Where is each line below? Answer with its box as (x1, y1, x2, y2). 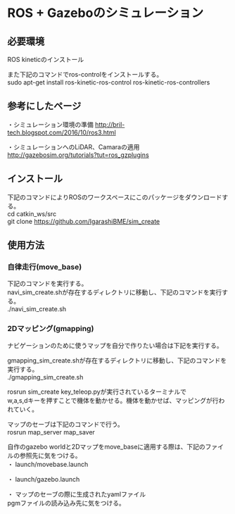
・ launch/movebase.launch (7, 460, 89, 468)
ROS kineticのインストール (7, 56, 84, 63)
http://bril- (94, 120, 125, 129)
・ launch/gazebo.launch (7, 475, 80, 483)
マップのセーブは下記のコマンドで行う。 (7, 420, 125, 428)
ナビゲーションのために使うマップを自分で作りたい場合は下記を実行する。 (7, 341, 223, 349)
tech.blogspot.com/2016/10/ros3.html (7, 128, 116, 137)
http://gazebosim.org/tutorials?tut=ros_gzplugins (7, 151, 149, 159)
